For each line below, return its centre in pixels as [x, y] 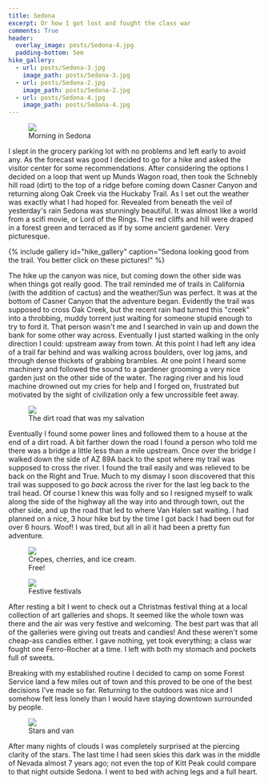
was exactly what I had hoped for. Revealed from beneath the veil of [121, 202]
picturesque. [29, 236]
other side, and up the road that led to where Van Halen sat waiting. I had [129, 510]
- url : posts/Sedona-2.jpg [60, 82]
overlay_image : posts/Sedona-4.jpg [75, 46]
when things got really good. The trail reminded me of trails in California [127, 284]
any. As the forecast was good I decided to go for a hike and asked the [125, 160]
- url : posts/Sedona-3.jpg [60, 68]
